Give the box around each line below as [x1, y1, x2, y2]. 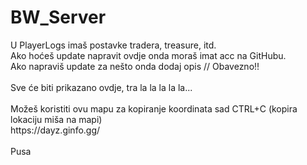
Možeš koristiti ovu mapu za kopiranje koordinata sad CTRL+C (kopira [10, 102, 298, 115]
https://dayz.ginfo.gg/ [10, 124, 101, 136]
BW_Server [10, 6, 107, 29]
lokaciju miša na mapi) [10, 113, 103, 125]
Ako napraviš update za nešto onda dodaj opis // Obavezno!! [10, 60, 260, 72]
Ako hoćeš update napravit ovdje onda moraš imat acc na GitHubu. [10, 49, 287, 61]
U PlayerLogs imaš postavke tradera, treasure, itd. [10, 39, 217, 51]
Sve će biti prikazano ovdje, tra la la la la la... [10, 81, 193, 93]
